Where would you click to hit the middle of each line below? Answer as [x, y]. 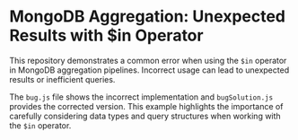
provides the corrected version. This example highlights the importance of [146, 106]
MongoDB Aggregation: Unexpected [147, 17]
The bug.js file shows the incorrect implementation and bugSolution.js [141, 97]
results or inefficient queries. [62, 79]
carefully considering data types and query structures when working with [145, 116]
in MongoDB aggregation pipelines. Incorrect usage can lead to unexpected [149, 70]
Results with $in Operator [106, 35]
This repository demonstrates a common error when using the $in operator [148, 60]
